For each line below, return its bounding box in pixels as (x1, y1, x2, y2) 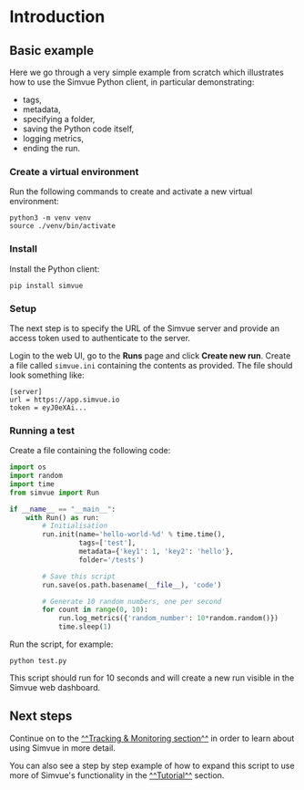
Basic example (9, 43, 94, 58)
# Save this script (42, 572, 117, 581)
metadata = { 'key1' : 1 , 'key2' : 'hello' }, (78, 547, 234, 556)
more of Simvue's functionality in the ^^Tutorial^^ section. (9, 769, 225, 781)
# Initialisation (42, 522, 107, 531)
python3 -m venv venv (9, 213, 92, 223)
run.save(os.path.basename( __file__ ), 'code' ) (42, 580, 222, 589)
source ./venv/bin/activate (9, 222, 117, 231)
